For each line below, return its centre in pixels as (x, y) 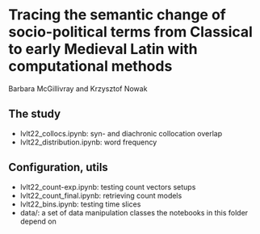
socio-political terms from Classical (130, 32)
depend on (38, 221)
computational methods (90, 67)
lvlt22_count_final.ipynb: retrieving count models (101, 195)
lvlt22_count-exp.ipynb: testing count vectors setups (108, 186)
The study (35, 114)
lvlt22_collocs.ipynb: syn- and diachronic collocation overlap (121, 133)
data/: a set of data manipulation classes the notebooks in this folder (134, 212)
